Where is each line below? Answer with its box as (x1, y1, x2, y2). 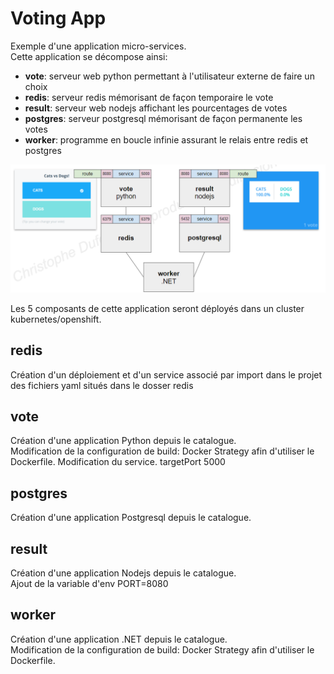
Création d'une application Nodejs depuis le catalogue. (10, 567, 237, 579)
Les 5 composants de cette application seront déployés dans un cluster (10, 302, 305, 314)
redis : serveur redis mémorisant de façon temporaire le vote (24, 91, 274, 103)
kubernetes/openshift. (10, 313, 102, 325)
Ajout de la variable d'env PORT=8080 (10, 577, 169, 589)
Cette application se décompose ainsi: (10, 50, 168, 62)
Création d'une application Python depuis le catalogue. (10, 435, 237, 447)
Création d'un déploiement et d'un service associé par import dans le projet (10, 368, 323, 381)
